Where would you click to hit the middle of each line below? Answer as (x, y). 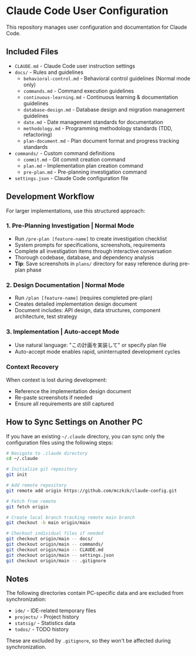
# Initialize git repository (42, 469)
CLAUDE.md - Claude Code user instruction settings (75, 66)
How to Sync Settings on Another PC (74, 422)
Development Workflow (50, 197)
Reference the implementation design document (73, 391)
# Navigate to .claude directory (47, 453)
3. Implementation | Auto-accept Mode (62, 332)
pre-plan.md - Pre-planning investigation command (85, 172)
